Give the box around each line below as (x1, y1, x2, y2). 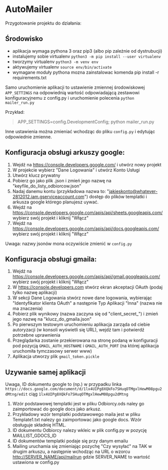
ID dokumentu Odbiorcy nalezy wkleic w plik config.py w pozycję (12, 427, 147, 433)
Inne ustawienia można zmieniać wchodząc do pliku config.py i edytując (5, 128, 155, 134)
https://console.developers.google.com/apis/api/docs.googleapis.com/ (12, 225, 159, 231)
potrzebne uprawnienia (12, 332, 61, 338)
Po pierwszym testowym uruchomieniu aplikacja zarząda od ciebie (12, 322, 150, 328)
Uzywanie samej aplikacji (5, 368, 86, 376)
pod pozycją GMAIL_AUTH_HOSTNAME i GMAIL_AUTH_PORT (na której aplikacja (12, 343, 159, 349)
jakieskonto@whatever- (109, 188, 158, 194)
